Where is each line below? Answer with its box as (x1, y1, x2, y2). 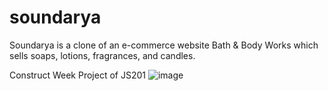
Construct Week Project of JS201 (9, 69, 146, 81)
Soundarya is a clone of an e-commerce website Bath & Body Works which (9, 39, 319, 51)
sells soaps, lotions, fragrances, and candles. (9, 49, 196, 61)
